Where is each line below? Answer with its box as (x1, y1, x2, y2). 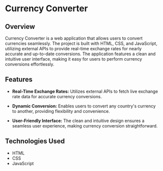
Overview (5, 22, 36, 31)
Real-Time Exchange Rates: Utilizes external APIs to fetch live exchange (12, 88, 158, 94)
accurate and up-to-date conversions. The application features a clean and (5, 51, 156, 57)
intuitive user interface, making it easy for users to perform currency (5, 56, 143, 62)
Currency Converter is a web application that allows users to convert (5, 35, 143, 41)
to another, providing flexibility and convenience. (12, 108, 110, 114)
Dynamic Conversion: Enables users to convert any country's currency (12, 103, 156, 109)
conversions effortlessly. (5, 62, 54, 67)
